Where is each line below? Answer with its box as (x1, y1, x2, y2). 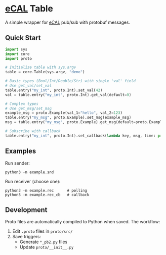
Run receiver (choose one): (5, 178, 61, 184)
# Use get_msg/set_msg (5, 106, 52, 111)
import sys (5, 47, 28, 52)
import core (5, 51, 30, 56)
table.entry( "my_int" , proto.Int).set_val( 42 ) (5, 88, 103, 93)
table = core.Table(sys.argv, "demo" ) (5, 70, 85, 75)
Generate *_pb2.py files (19, 239, 68, 245)
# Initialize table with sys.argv (5, 65, 77, 70)
